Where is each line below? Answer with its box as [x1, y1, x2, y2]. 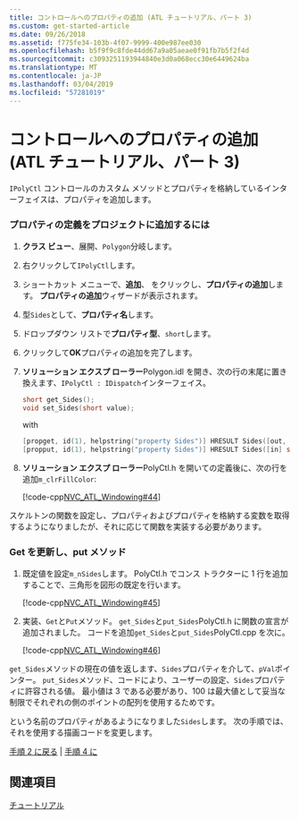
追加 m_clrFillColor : [21, 473, 97, 484]
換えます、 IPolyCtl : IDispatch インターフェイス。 [21, 377, 212, 388]
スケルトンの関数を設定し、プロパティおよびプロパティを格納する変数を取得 [9, 510, 290, 521]
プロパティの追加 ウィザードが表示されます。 [39, 290, 203, 301]
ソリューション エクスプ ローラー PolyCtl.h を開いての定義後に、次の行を [21, 463, 287, 473]
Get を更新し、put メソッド [9, 546, 127, 559]
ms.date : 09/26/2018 [9, 30, 87, 38]
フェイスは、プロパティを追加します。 [16, 194, 156, 205]
